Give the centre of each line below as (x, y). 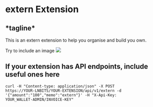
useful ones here (33, 75)
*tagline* (20, 28)
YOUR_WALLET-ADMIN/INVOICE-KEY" (39, 99)
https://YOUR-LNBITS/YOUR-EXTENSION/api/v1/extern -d (64, 91)
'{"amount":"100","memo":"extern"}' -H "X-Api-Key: (61, 95)
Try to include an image (30, 51)
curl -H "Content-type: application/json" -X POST (60, 86)
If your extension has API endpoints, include (77, 67)
